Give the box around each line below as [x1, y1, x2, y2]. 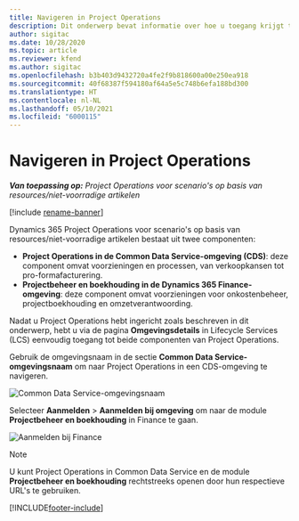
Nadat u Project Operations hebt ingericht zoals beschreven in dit [9, 315, 249, 326]
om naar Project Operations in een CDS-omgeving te [74, 362, 269, 372]
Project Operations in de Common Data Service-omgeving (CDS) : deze [21, 251, 289, 262]
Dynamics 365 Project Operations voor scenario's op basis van [9, 224, 240, 235]
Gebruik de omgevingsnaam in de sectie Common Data [9, 352, 214, 362]
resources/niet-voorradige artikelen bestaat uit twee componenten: [9, 233, 256, 245]
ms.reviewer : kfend [9, 54, 82, 63]
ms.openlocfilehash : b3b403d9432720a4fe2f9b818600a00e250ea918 [9, 71, 249, 80]
